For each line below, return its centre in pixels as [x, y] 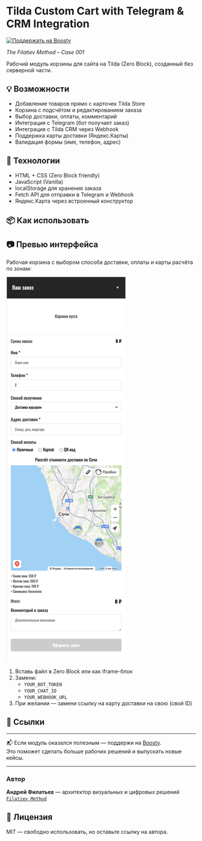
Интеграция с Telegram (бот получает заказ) [72, 123]
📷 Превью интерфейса [52, 245]
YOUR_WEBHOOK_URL [46, 697]
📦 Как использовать [48, 220]
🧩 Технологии [33, 161]
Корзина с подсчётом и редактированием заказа [78, 110]
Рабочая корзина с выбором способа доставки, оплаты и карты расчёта [100, 262]
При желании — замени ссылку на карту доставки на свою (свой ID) [103, 703]
